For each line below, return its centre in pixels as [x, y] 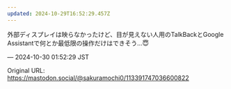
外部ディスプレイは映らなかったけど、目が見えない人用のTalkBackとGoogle [115, 34]
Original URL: [26, 70]
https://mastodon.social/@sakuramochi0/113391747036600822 [98, 78]
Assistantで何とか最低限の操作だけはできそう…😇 [78, 43]
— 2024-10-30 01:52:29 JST [48, 57]
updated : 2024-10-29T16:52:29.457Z [59, 14]
